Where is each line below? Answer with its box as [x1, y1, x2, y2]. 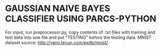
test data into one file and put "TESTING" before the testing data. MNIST [5, 34, 152, 40]
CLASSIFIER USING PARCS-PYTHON [5, 13, 157, 24]
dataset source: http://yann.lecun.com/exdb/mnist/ [5, 39, 108, 45]
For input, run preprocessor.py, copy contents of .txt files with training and [5, 29, 156, 35]
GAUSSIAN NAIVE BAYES [5, 3, 110, 14]
